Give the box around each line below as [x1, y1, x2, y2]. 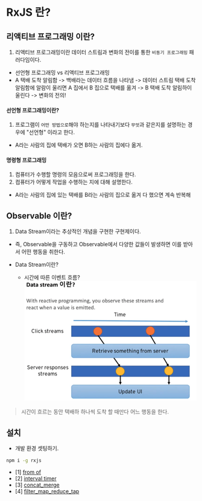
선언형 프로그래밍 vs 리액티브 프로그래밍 [14, 69, 110, 76]
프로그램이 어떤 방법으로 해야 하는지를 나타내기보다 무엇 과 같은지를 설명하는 [14, 121, 186, 129]
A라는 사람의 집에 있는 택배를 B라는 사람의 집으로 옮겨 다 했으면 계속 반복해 [14, 191, 191, 199]
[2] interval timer [14, 475, 57, 482]
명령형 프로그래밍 [6, 156, 47, 164]
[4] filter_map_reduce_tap [14, 488, 80, 495]
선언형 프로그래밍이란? [6, 106, 59, 113]
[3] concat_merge [14, 481, 60, 489]
